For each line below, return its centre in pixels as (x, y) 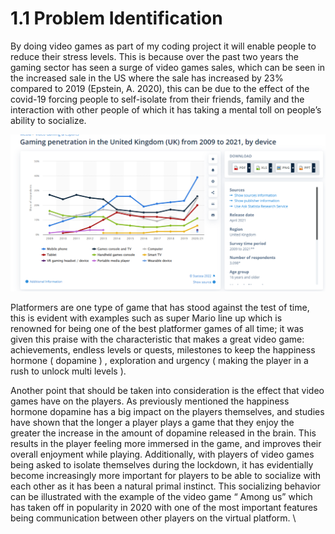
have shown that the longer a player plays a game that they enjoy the (152, 423)
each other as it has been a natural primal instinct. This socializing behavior (165, 486)
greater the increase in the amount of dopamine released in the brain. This (163, 433)
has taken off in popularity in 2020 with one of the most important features (164, 508)
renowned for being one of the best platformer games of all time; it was (157, 329)
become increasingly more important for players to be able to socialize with (166, 476)
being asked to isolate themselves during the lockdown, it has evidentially (162, 465)
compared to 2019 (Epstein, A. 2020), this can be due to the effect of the (160, 88)
